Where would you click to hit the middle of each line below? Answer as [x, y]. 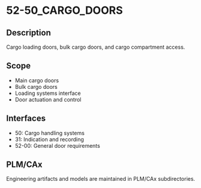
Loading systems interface [48, 93]
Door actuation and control [48, 99]
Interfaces [26, 119]
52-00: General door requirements [57, 145]
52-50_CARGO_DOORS [64, 11]
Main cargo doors [37, 80]
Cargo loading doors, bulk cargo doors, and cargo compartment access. [96, 47]
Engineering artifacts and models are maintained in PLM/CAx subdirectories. [101, 179]
